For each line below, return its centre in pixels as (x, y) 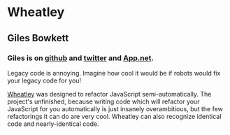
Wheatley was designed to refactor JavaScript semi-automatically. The (109, 94)
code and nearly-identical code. (53, 124)
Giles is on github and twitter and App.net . (80, 58)
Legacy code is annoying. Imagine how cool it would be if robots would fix (114, 73)
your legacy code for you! (44, 80)
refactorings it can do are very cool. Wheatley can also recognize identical (114, 116)
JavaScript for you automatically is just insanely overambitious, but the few (115, 108)
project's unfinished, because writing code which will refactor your (103, 101)
